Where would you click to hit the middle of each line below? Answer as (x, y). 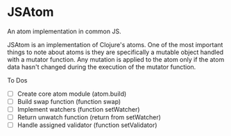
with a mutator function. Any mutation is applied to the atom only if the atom (116, 59)
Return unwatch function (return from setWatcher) (89, 117)
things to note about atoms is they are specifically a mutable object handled (115, 52)
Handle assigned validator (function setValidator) (87, 125)
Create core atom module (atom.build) (72, 94)
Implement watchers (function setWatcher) (78, 110)
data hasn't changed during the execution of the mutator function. (102, 67)
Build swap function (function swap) (69, 102)
